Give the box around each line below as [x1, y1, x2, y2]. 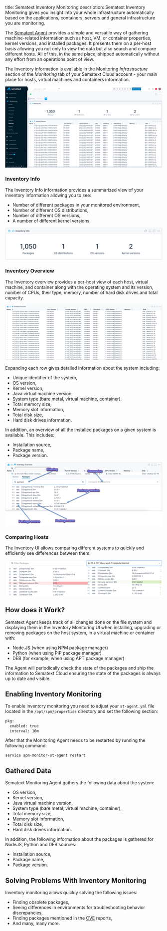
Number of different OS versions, [12, 212, 81, 219]
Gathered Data [5, 766, 51, 775]
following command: [5, 743, 47, 749]
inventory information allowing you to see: [5, 192, 91, 198]
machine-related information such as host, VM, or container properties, [5, 35, 152, 41]
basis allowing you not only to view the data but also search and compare [5, 46, 156, 51]
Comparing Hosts [5, 533, 49, 540]
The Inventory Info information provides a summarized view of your [5, 187, 144, 193]
